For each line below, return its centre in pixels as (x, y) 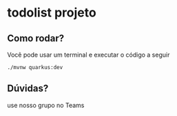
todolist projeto (52, 13)
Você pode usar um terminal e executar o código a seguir (88, 55)
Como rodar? (36, 38)
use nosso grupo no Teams (46, 105)
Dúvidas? (28, 89)
